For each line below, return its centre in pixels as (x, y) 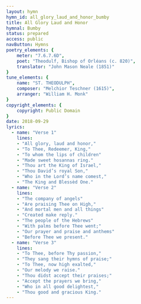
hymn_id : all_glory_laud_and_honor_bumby (58, 17)
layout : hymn (22, 12)
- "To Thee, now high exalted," (56, 265)
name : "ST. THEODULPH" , (46, 83)
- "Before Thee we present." (53, 237)
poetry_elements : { (30, 50)
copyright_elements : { (34, 105)
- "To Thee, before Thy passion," (59, 254)
